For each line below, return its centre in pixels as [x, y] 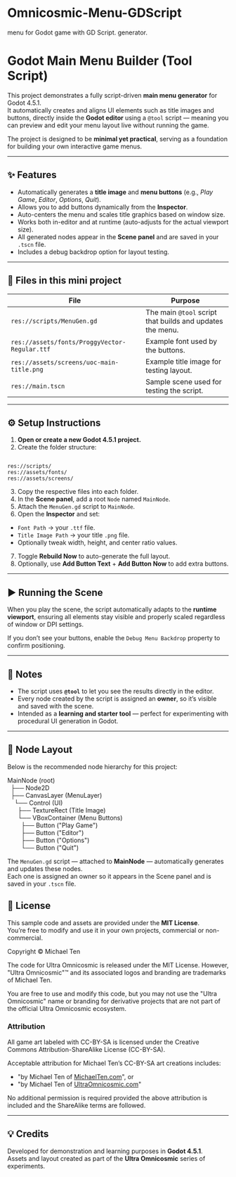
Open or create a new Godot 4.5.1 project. [79, 440]
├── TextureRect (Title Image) [61, 810]
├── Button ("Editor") [52, 832]
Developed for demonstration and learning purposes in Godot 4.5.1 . [105, 1151]
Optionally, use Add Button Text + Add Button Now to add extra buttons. [123, 564]
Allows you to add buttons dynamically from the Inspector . [103, 207]
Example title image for [183, 362]
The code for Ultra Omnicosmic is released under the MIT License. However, [118, 965]
